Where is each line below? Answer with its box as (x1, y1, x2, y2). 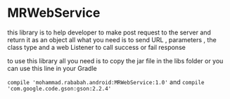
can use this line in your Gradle (7, 64, 97, 72)
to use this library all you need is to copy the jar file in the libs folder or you (7, 56, 224, 65)
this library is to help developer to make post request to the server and (7, 28, 211, 37)
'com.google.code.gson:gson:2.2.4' (7, 85, 112, 92)
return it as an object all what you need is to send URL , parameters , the (7, 35, 217, 44)
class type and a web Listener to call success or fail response (7, 43, 186, 51)
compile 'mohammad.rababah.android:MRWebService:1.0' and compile (7, 77, 205, 86)
